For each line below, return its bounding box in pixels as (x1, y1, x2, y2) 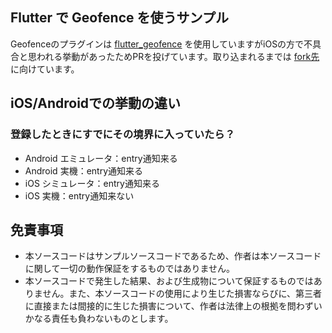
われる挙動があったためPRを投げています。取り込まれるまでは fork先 (36, 50, 320, 62)
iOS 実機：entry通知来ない (24, 189, 135, 202)
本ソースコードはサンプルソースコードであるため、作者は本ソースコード (24, 250, 322, 262)
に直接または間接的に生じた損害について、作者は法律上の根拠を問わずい (24, 300, 323, 312)
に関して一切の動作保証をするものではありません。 (24, 263, 235, 275)
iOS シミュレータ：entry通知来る (24, 177, 160, 189)
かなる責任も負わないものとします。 (24, 313, 174, 325)
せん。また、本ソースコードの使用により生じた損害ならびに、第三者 (42, 288, 322, 300)
